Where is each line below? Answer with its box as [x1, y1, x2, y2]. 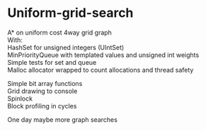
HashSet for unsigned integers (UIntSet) [7, 43, 125, 51]
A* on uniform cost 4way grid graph [7, 28, 112, 37]
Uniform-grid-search [7, 5, 134, 21]
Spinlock [7, 94, 33, 103]
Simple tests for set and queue [7, 58, 97, 66]
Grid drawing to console [7, 87, 78, 95]
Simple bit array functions [7, 79, 83, 87]
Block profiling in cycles [7, 101, 77, 110]
